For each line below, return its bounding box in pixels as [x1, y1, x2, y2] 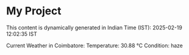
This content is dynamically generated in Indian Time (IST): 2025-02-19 [6, 24, 182, 31]
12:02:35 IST [6, 30, 38, 37]
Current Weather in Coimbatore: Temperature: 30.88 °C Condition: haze [6, 42, 183, 49]
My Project [6, 4, 62, 18]
